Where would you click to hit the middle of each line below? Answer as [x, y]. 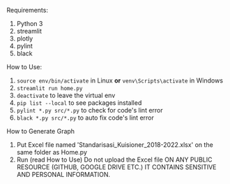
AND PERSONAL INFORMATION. [63, 175]
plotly [25, 38]
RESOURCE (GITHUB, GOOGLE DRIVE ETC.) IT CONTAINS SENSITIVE [116, 167]
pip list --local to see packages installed [79, 103]
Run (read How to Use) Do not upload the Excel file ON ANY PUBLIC [114, 160]
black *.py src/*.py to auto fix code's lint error [85, 118]
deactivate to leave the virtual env [66, 95]
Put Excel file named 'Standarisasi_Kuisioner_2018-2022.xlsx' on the [115, 145]
